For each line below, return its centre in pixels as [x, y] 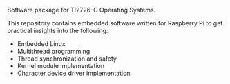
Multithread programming [54, 51]
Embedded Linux [41, 44]
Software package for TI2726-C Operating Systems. [82, 10]
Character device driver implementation [74, 73]
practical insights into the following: [58, 31]
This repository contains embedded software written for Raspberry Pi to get [115, 23]
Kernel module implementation [61, 66]
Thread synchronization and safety [67, 59]
